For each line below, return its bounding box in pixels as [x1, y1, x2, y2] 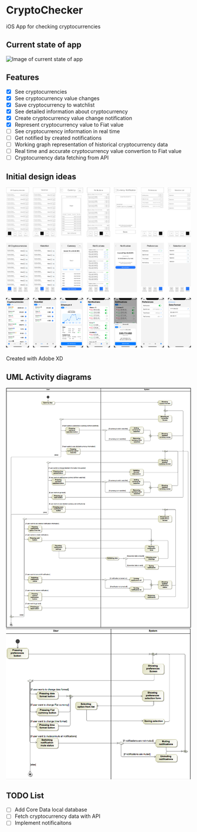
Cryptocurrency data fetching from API [14, 154, 109, 161]
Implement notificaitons [14, 819, 72, 827]
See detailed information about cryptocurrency [14, 108, 128, 115]
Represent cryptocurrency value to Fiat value [14, 121, 124, 128]
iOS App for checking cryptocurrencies [6, 23, 101, 30]
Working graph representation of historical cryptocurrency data [14, 141, 168, 148]
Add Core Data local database [14, 806, 87, 813]
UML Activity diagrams [6, 372, 92, 382]
